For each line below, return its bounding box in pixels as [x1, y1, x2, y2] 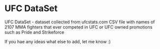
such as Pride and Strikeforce [4, 29, 65, 35]
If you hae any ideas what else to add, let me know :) [4, 38, 111, 44]
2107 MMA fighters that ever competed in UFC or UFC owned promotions [4, 24, 153, 30]
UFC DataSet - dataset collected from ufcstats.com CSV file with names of [4, 19, 155, 25]
